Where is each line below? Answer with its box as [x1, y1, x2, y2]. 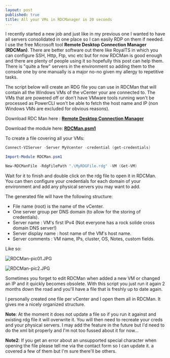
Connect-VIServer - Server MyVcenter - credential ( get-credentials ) [5, 145, 151, 150]
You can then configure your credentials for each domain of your [5, 178, 141, 184]
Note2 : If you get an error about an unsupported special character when [5, 337, 157, 343]
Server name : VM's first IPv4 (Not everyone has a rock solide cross [12, 219, 155, 226]
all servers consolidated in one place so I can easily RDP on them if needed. [5, 36, 164, 42]
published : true [5, 12, 40, 17]
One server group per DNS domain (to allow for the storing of [12, 209, 141, 214]
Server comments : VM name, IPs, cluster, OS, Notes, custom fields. [12, 236, 155, 242]
